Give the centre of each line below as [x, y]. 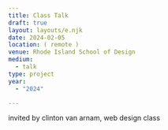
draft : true [28, 23]
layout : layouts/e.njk [45, 30]
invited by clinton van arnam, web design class [84, 118]
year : [17, 81]
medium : [21, 60]
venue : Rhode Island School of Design [72, 52]
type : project [32, 74]
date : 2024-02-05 [37, 37]
